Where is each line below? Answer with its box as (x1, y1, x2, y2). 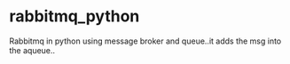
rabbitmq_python (9, 6, 140, 27)
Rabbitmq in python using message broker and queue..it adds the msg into (9, 36, 282, 46)
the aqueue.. (9, 44, 56, 55)
